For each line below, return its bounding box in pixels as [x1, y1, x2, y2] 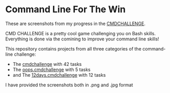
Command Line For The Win [5, 4, 126, 15]
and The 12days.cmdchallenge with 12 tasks [12, 72, 106, 78]
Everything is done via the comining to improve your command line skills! [5, 36, 160, 42]
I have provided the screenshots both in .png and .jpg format [5, 82, 133, 88]
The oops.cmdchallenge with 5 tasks [12, 66, 91, 73]
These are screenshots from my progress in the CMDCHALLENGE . [5, 20, 146, 27]
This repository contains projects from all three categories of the [5, 45, 142, 52]
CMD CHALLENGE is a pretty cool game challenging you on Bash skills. [5, 30, 156, 36]
